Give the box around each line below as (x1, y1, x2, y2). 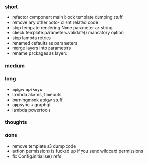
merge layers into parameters (12, 45, 71, 51)
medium (5, 62, 25, 69)
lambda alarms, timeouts (12, 91, 62, 97)
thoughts (5, 119, 27, 126)
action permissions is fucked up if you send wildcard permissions (12, 148, 143, 154)
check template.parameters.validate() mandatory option (12, 30, 124, 36)
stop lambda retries (12, 35, 51, 41)
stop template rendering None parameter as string (12, 25, 113, 30)
